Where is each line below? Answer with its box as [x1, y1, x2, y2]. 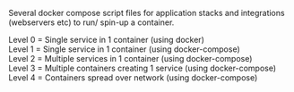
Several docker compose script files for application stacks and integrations [8, 8, 285, 18]
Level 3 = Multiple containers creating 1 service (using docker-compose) [8, 63, 277, 73]
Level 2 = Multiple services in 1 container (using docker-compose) [8, 54, 253, 63]
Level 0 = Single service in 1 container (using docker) [8, 35, 205, 45]
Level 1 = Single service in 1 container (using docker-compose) [8, 44, 241, 54]
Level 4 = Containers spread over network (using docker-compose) [8, 72, 258, 83]
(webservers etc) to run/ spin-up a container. [8, 17, 175, 28]
